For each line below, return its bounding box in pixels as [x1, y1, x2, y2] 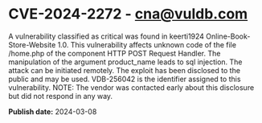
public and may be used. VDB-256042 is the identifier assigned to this [8, 74, 241, 84]
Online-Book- [206, 31, 251, 41]
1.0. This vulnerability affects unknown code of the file [57, 39, 237, 49]
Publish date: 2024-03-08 [8, 106, 97, 117]
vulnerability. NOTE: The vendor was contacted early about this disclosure [8, 82, 255, 92]
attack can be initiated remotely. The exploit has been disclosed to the [8, 65, 241, 75]
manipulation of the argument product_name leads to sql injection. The [8, 57, 243, 67]
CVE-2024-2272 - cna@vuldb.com [8, 5, 248, 23]
